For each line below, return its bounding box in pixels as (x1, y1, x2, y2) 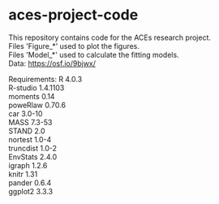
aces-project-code (8, 6, 139, 24)
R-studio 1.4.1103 (8, 83, 65, 93)
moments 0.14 (8, 91, 55, 101)
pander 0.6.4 (8, 177, 52, 188)
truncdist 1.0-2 (8, 143, 57, 153)
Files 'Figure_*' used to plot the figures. (8, 41, 140, 50)
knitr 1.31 (8, 169, 38, 179)
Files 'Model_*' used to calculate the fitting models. (8, 50, 180, 59)
